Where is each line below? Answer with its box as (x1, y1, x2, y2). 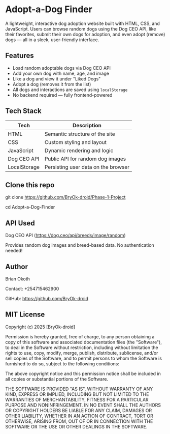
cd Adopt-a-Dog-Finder (5, 204, 55, 210)
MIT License (5, 310, 45, 319)
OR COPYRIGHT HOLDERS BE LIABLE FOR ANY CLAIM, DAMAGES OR (5, 407, 152, 413)
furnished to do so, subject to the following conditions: (5, 360, 119, 367)
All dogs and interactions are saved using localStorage (12, 86, 128, 93)
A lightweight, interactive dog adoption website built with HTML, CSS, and (5, 20, 160, 26)
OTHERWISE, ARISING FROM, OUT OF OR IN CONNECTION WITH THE (5, 418, 153, 424)
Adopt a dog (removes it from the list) (12, 81, 91, 87)
